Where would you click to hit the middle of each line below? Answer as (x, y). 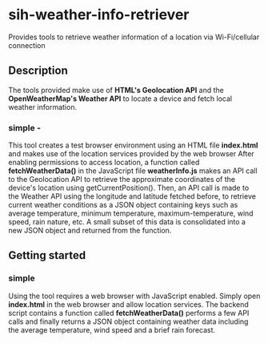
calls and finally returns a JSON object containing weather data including (128, 321)
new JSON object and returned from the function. (90, 231)
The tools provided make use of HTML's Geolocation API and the (116, 90)
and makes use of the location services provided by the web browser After (131, 154)
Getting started (47, 255)
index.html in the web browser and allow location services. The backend (129, 304)
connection (27, 45)
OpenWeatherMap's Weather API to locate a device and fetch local (120, 99)
